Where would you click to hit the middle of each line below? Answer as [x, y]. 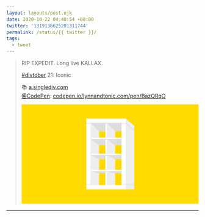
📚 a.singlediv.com [45, 87]
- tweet [22, 45]
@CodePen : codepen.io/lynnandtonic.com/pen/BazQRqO [93, 96]
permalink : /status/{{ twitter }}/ [52, 32]
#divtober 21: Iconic [46, 75]
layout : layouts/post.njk [39, 13]
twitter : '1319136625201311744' [47, 26]
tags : [13, 39]
